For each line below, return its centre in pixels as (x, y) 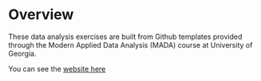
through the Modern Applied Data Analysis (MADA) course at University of (130, 44)
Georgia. (22, 53)
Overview (41, 15)
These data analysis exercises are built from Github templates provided (125, 37)
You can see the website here (57, 68)
